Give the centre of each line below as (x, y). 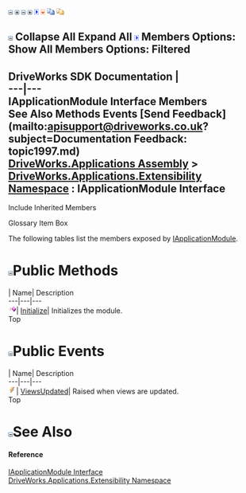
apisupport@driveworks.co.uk (125, 126)
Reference (26, 454)
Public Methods (66, 271)
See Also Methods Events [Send (89, 113)
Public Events (59, 352)
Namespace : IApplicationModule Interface (117, 188)
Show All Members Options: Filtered (99, 50)
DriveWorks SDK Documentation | (94, 76)
